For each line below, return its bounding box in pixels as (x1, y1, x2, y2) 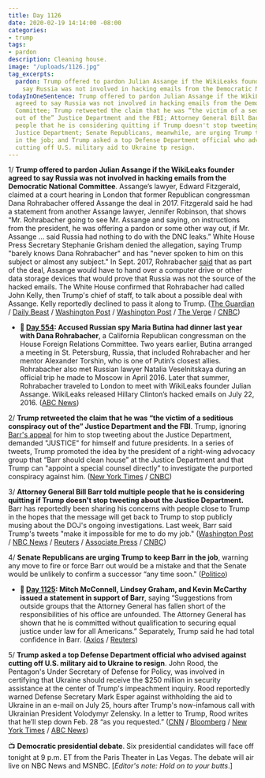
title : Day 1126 (8, 11, 62, 20)
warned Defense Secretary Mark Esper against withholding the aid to (8, 692, 233, 702)
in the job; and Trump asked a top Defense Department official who (15, 136, 245, 144)
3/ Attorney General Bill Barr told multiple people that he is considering (8, 487, 244, 497)
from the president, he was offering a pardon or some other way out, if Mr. (8, 224, 250, 233)
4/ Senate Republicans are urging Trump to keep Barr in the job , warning (8, 553, 248, 562)
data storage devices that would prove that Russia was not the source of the (8, 274, 256, 284)
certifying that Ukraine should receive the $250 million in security (8, 676, 221, 685)
